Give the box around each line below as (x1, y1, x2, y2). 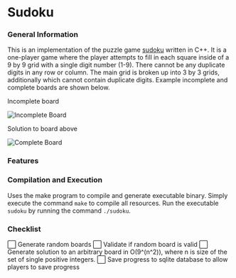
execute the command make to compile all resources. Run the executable (7, 199, 219, 207)
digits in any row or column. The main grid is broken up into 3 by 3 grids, (7, 68, 220, 77)
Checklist (7, 224, 41, 234)
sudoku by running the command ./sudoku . (7, 206, 132, 215)
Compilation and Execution (7, 175, 103, 185)
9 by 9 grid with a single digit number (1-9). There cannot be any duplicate (7, 61, 225, 69)
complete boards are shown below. (7, 83, 110, 92)
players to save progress (7, 263, 80, 271)
